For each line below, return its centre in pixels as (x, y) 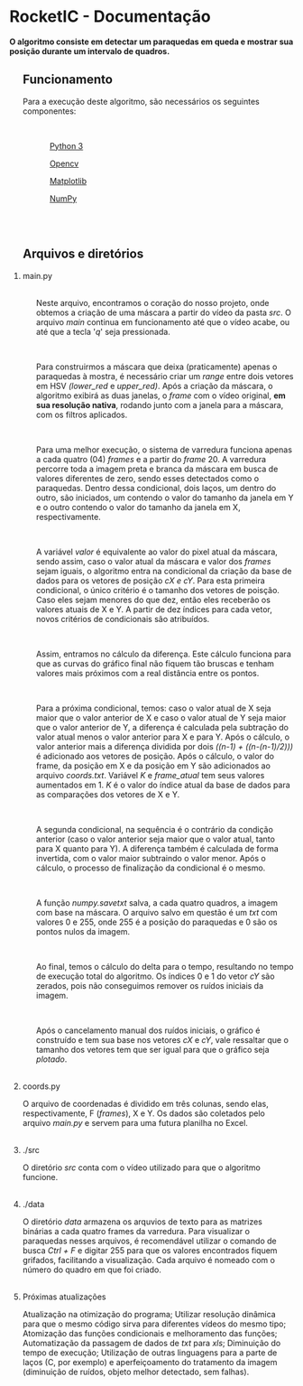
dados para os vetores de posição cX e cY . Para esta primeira (151, 581)
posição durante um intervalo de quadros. (90, 51)
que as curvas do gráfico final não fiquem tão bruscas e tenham (155, 663)
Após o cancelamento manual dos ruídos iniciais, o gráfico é (148, 1030)
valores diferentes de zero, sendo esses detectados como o (147, 478)
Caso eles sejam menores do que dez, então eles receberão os (153, 600)
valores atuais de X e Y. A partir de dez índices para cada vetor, (154, 609)
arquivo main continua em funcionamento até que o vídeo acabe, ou (163, 321)
